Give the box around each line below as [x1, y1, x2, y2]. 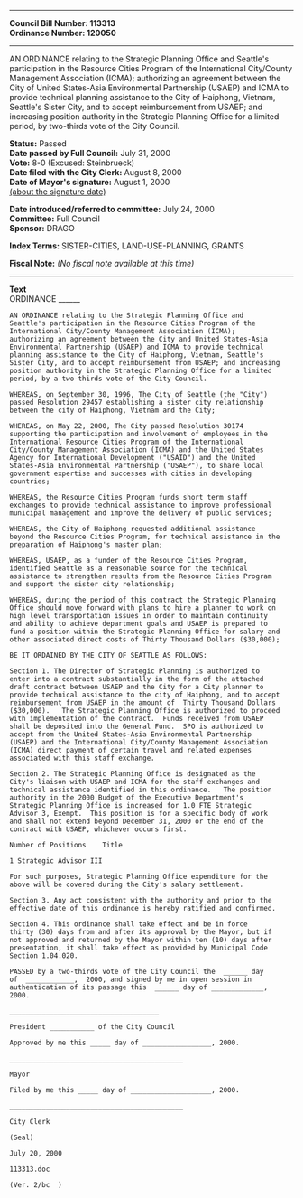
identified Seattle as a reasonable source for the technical [9, 564, 248, 573]
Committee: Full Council [9, 213, 101, 224]
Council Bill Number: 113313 [9, 18, 115, 28]
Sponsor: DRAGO [9, 223, 75, 233]
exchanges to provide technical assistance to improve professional [9, 501, 272, 510]
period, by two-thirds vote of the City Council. [9, 121, 180, 131]
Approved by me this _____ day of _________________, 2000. [9, 1038, 241, 1047]
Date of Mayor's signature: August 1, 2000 [9, 177, 170, 187]
